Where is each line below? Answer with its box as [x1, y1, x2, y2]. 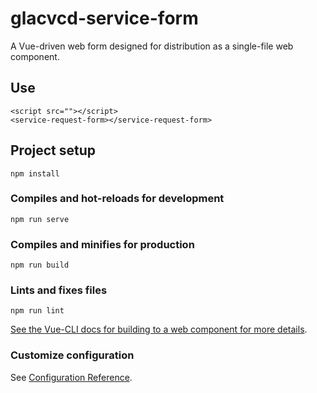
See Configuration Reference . [10, 371, 133, 383]
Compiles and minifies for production [10, 237, 195, 251]
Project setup [10, 142, 97, 159]
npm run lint [10, 306, 65, 316]
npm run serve [10, 214, 70, 224]
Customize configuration [10, 348, 135, 362]
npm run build [10, 260, 70, 271]
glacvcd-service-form [10, 7, 199, 30]
